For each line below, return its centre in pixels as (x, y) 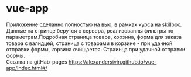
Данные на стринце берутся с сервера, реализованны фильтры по (90, 30)
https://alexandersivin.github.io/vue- (112, 62)
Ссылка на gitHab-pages (37, 62)
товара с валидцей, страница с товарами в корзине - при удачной (89, 43)
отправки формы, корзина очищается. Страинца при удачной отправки (96, 49)
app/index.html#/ (27, 68)
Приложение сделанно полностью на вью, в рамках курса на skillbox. (94, 24)
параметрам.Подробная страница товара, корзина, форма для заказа (94, 37)
